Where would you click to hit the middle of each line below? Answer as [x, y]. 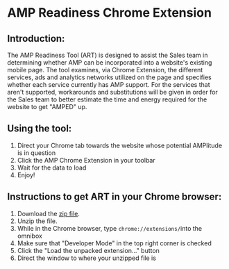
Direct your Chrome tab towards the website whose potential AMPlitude [120, 145]
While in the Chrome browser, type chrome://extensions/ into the [110, 228]
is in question [36, 153]
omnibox [30, 236]
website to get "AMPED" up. [47, 107]
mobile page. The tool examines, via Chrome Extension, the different [105, 70]
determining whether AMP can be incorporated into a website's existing [110, 63]
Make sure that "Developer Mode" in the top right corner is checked [114, 243]
